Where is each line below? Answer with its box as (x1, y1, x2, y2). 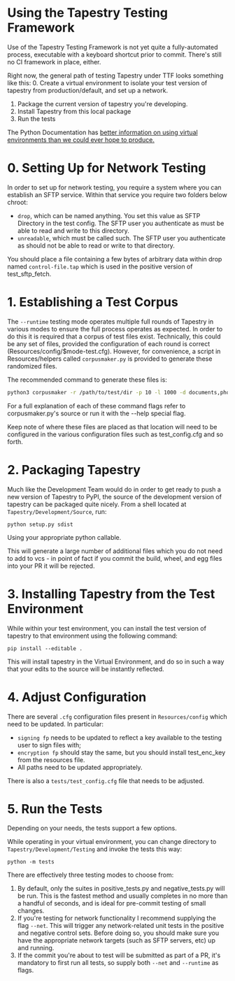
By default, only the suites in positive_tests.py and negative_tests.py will (17, 885, 225, 893)
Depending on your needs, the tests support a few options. (7, 824, 177, 833)
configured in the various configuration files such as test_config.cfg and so (7, 430, 224, 438)
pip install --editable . (7, 645, 83, 652)
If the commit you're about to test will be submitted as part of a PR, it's (17, 951, 221, 959)
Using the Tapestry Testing (7, 5, 168, 21)
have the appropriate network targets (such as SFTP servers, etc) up (17, 936, 215, 945)
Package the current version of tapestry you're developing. (17, 99, 188, 108)
